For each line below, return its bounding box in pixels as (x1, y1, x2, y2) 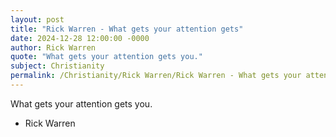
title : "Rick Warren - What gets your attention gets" (10, 24, 244, 34)
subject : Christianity (10, 61, 105, 71)
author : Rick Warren (10, 42, 97, 53)
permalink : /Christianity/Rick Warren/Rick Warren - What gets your (10, 71, 302, 81)
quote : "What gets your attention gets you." (10, 52, 203, 62)
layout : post (10, 14, 65, 25)
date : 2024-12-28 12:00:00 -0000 (10, 33, 150, 43)
